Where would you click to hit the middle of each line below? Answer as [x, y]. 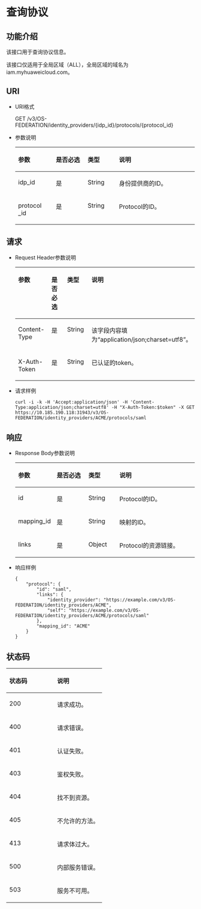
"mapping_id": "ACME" [64, 626]
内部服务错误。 [78, 868]
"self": [57, 611]
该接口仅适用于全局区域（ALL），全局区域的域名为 [67, 65]
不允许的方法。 [78, 821]
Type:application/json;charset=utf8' [62, 407]
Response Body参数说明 [45, 453]
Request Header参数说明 [45, 257]
